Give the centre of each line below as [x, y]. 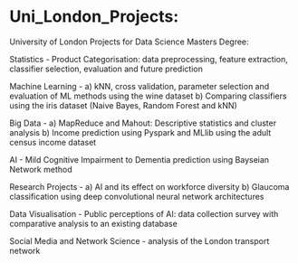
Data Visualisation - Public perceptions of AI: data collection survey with [144, 213]
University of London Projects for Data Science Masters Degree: [129, 42]
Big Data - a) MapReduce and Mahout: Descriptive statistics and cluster [143, 123]
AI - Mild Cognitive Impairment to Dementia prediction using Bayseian [139, 159]
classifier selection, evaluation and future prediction [106, 69]
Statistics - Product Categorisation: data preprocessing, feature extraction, [149, 59]
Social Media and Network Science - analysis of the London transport [139, 240]
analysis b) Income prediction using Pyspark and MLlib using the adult [140, 132]
